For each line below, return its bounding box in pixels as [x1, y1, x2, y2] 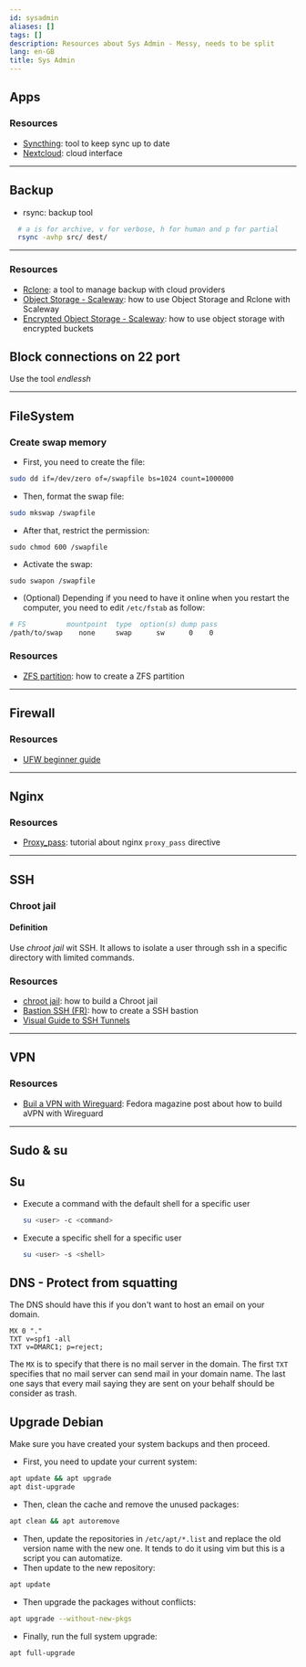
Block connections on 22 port [9, 349, 180, 364]
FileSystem [9, 408, 75, 424]
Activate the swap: [22, 558, 93, 569]
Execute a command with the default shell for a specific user [22, 1197, 250, 1208]
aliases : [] [9, 22, 55, 31]
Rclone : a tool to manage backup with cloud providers [22, 284, 226, 295]
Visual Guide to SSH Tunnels [22, 1015, 130, 1026]
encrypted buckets [22, 322, 94, 333]
